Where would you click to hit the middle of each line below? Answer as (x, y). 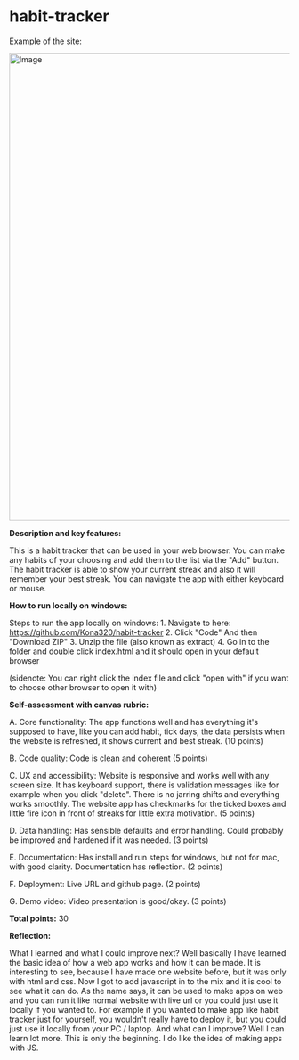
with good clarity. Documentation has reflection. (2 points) (116, 867)
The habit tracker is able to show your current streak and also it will (133, 569)
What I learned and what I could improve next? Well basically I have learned (148, 953)
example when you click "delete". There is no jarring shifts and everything (145, 794)
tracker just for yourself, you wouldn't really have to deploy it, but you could (148, 1019)
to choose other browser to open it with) (83, 687)
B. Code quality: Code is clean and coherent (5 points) (109, 758)
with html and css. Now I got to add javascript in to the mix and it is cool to (145, 981)
